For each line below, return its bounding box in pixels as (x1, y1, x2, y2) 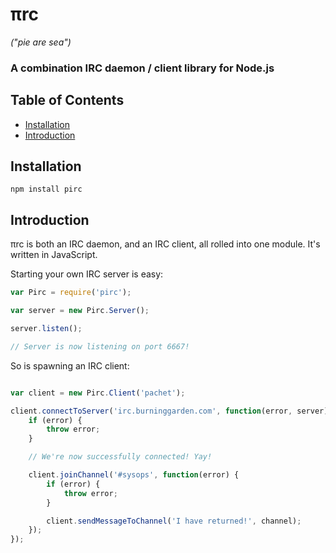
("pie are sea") (10, 36, 72, 48)
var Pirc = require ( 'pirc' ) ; (10, 288, 132, 298)
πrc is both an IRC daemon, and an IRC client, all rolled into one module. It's (10, 238, 321, 250)
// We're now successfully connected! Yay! (28, 452, 213, 462)
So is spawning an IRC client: (10, 359, 130, 372)
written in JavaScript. (10, 249, 98, 261)
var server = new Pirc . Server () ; (10, 306, 150, 316)
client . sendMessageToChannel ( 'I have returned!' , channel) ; (46, 516, 302, 526)
